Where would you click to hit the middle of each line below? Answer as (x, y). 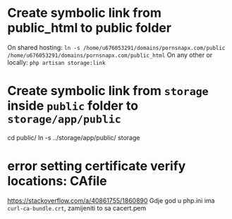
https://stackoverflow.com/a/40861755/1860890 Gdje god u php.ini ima (111, 200)
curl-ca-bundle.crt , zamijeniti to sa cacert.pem (77, 208)
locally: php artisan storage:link (56, 62)
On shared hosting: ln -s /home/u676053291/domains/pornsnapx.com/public (116, 47)
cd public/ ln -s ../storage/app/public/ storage (74, 137)
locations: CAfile (57, 181)
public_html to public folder (89, 28)
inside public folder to (73, 106)
